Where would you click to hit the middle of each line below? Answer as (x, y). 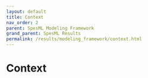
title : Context (25, 17)
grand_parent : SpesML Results (44, 34)
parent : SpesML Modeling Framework (50, 28)
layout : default (26, 12)
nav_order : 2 (22, 22)
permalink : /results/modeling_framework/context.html (74, 39)
